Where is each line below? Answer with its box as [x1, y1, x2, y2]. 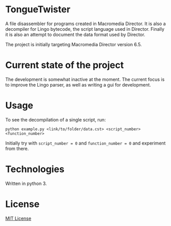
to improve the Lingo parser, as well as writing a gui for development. [5, 81, 151, 88]
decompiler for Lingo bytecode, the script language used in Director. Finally [5, 26, 165, 32]
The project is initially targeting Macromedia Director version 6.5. [5, 41, 142, 47]
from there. [5, 145, 29, 152]
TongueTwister [5, 4, 71, 15]
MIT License [5, 215, 32, 221]
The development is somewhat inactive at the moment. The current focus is [5, 76, 165, 83]
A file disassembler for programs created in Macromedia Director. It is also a [5, 20, 166, 27]
